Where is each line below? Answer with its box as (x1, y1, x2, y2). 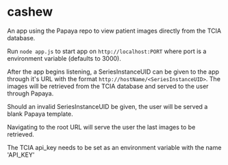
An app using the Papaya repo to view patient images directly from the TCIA (7, 27, 221, 35)
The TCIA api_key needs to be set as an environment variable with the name (7, 143, 222, 151)
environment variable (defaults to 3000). (7, 54, 121, 62)
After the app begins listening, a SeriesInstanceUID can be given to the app (7, 67, 220, 76)
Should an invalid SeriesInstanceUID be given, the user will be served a (7, 102, 208, 110)
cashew (7, 4, 53, 20)
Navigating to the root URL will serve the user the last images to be (7, 123, 196, 131)
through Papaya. (7, 89, 54, 97)
